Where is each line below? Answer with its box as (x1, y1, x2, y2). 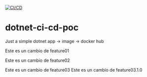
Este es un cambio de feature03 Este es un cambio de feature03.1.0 (5, 67, 143, 73)
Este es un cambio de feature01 (5, 47, 70, 54)
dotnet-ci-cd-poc (5, 22, 79, 33)
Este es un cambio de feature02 (5, 57, 70, 63)
